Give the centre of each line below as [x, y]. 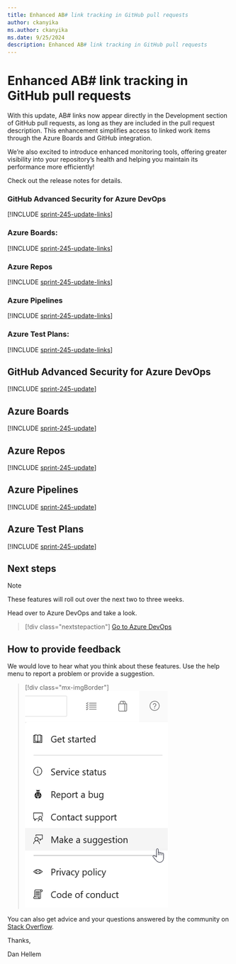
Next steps [32, 568]
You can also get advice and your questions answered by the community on [118, 919]
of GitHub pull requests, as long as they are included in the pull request [111, 123]
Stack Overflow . [31, 927]
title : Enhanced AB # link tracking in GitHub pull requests [98, 15]
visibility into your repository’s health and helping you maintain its [103, 159]
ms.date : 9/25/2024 [36, 38]
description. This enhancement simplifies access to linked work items [109, 130]
